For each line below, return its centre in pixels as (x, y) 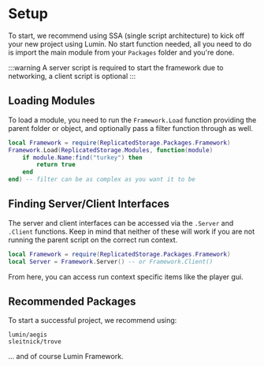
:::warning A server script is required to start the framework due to (116, 67)
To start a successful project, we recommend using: (93, 320)
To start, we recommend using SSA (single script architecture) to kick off (126, 36)
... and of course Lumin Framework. (66, 357)
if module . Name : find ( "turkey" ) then (83, 157)
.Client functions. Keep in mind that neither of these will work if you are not (132, 231)
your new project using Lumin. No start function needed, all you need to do (130, 43)
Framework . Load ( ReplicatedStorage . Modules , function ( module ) (111, 150)
